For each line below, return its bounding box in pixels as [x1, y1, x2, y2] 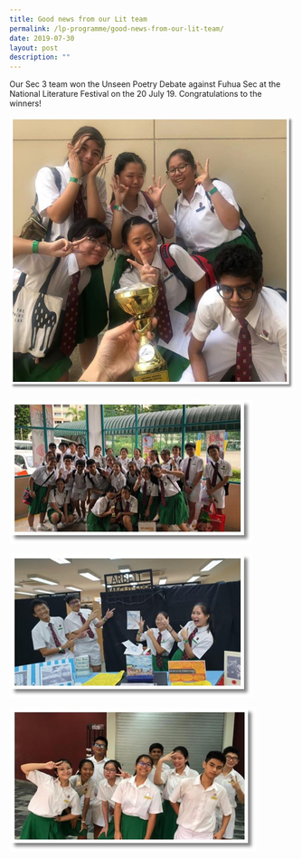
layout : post [9, 43, 59, 52]
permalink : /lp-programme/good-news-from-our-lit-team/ [9, 24, 224, 33]
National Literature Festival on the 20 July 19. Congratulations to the [9, 89, 262, 100]
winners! [9, 98, 42, 109]
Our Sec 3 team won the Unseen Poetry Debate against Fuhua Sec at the [9, 79, 281, 90]
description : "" [9, 52, 71, 62]
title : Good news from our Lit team [9, 14, 147, 24]
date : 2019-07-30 [9, 33, 75, 43]
